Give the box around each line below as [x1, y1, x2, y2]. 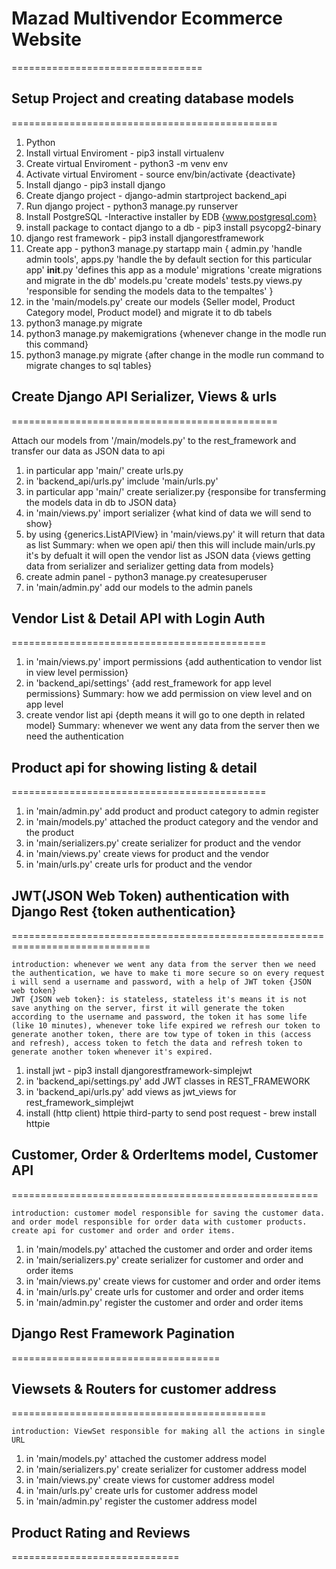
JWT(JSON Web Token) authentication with [11, 887, 290, 904]
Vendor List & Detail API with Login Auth [11, 610, 266, 627]
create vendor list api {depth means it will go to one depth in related [25, 709, 306, 721]
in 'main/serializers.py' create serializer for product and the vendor [25, 837, 302, 849]
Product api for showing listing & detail [11, 759, 258, 776]
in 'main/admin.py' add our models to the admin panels [25, 581, 253, 593]
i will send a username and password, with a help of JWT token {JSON [11, 977, 312, 987]
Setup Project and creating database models [11, 90, 294, 107]
